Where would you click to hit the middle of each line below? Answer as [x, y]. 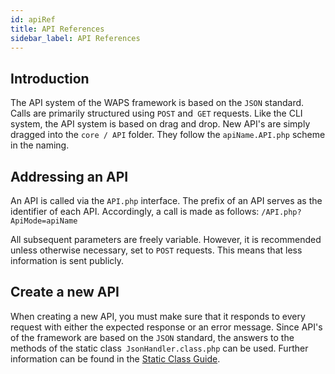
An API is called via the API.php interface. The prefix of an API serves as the [166, 200]
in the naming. [40, 145]
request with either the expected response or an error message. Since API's [166, 327]
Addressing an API [69, 176]
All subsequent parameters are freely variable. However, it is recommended [166, 239]
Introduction [50, 78]
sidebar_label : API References [75, 38]
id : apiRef [33, 19]
